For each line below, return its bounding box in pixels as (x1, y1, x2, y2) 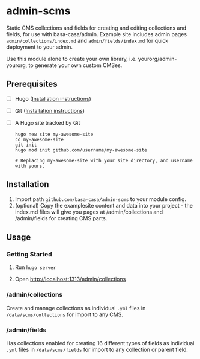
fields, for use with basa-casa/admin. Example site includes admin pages (6, 30, 187, 37)
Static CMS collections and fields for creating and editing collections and (6, 24, 187, 31)
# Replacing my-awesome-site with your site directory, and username (14, 157, 193, 164)
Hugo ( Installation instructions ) (14, 95, 91, 102)
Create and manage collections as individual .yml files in (6, 304, 146, 311)
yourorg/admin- (138, 55, 177, 62)
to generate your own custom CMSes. (28, 62, 123, 69)
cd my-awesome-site (14, 136, 64, 142)
